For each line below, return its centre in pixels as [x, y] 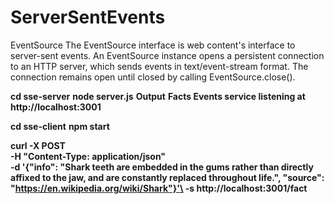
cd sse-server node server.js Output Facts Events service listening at [158, 96]
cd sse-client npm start [60, 126]
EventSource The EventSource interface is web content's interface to [153, 45]
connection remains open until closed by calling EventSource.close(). [153, 77]
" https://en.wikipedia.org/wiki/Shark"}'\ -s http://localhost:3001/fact [159, 188]
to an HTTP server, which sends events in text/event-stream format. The [159, 66]
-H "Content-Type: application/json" [88, 156]
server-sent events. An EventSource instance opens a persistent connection [167, 55]
